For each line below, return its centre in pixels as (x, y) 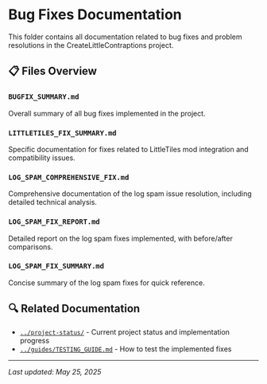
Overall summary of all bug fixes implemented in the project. (107, 113)
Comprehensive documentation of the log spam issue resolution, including (130, 194)
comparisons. (31, 247)
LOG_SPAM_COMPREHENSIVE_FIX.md (69, 177)
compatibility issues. (42, 158)
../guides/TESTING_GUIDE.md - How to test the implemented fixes (126, 349)
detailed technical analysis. (53, 202)
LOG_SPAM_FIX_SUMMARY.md (56, 266)
